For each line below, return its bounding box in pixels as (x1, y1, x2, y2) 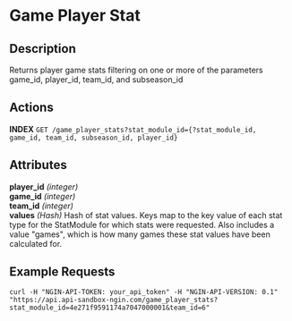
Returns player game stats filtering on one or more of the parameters (9, 64, 263, 75)
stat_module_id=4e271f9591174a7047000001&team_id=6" (9, 303, 210, 313)
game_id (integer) (9, 190, 76, 201)
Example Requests (9, 265, 116, 280)
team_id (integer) (9, 200, 74, 211)
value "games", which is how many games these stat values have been (9, 229, 271, 240)
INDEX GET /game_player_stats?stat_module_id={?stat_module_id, (9, 123, 257, 134)
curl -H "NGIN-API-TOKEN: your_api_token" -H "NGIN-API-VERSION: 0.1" (9, 288, 279, 297)
